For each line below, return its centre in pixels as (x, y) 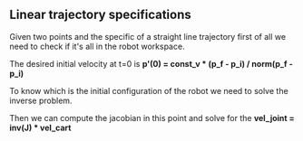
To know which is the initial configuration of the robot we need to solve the (149, 90)
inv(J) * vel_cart (40, 127)
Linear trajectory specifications (101, 15)
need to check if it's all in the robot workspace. (97, 46)
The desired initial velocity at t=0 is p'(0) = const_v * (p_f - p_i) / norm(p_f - (151, 63)
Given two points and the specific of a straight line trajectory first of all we (148, 36)
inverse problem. (41, 100)
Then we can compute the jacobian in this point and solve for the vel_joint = (152, 117)
